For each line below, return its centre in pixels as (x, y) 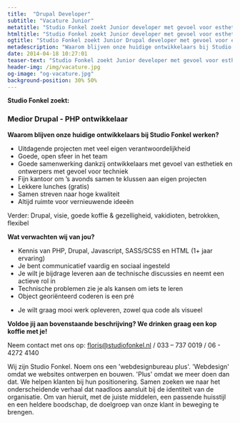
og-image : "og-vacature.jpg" (51, 73)
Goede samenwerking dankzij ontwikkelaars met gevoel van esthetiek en (125, 163)
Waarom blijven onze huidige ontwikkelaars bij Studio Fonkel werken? (113, 134)
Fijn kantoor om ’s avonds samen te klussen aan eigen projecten (112, 178)
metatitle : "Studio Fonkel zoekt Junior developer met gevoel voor (110, 27)
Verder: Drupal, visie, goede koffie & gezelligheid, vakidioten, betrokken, (114, 215)
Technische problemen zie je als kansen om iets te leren (100, 288)
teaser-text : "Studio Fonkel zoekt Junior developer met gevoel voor (113, 61)
